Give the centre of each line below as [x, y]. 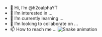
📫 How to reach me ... [33, 29]
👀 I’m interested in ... [31, 13]
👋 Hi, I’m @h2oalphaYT [34, 8]
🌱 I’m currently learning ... [37, 18]
